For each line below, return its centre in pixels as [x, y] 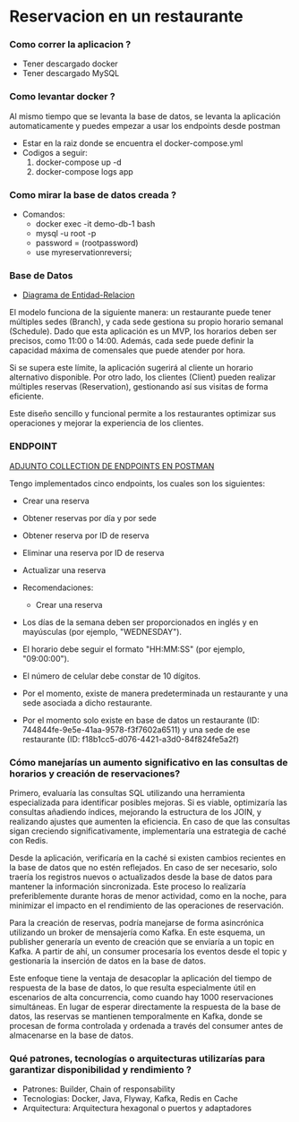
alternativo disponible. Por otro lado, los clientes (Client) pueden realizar [142, 377]
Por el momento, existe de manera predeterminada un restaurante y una [155, 693]
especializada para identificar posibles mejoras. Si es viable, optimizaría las [149, 802]
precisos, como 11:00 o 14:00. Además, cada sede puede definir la [132, 341]
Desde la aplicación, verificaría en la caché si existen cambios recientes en [148, 858]
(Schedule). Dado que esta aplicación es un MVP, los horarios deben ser [143, 331]
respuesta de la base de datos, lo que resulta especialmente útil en [133, 988]
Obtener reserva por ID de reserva [85, 535]
